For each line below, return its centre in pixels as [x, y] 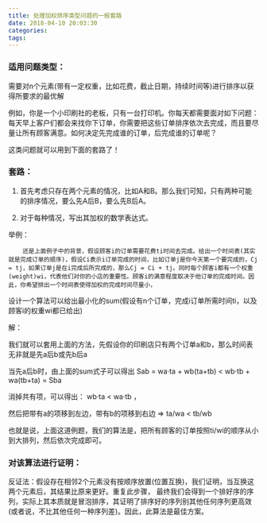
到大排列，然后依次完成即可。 [57, 440]
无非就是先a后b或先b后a [48, 354]
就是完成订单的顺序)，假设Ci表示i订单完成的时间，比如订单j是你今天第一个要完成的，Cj [133, 259]
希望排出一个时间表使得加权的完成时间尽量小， [91, 285]
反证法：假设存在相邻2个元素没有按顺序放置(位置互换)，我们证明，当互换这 [131, 482]
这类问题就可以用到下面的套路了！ [64, 149]
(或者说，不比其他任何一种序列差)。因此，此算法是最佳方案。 [108, 511]
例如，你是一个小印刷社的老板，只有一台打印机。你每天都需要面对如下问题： [133, 113]
